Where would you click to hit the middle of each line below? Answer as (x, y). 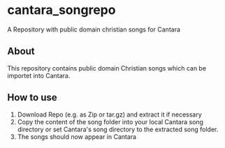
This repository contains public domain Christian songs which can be (107, 68)
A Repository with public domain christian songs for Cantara (94, 29)
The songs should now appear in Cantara (77, 136)
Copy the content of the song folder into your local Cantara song (110, 121)
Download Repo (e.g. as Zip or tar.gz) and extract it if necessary (110, 114)
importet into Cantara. (39, 75)
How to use (32, 97)
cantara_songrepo (61, 10)
